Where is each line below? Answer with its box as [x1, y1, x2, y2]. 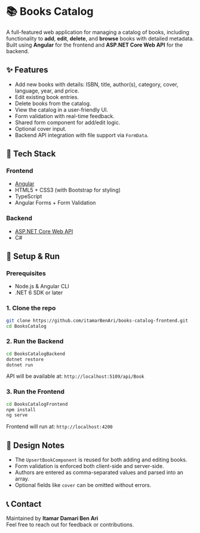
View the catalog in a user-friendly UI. [14, 106, 109, 113]
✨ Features [6, 65, 48, 75]
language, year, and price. [14, 87, 79, 94]
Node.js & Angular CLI [14, 283, 70, 290]
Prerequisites [6, 269, 46, 278]
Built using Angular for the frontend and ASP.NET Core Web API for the [6, 41, 183, 48]
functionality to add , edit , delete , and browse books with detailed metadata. [6, 35, 194, 42]
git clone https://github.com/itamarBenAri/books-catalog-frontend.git [6, 318, 188, 324]
